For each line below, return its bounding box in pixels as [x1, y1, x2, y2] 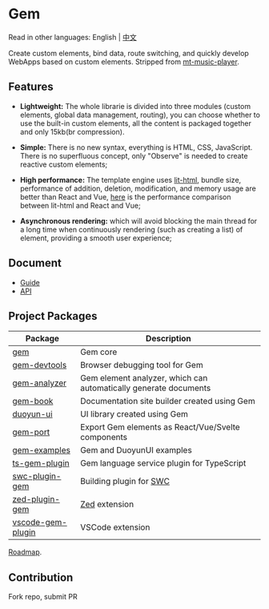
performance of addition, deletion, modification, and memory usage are [19, 184, 256, 193]
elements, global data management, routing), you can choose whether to [19, 110, 260, 119]
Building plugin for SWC [79, 476, 171, 487]
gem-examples [12, 445, 70, 456]
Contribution [8, 571, 74, 584]
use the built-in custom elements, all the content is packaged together [19, 118, 252, 128]
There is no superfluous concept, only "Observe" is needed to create [19, 151, 248, 160]
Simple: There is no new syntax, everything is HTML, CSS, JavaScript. [19, 142, 253, 152]
